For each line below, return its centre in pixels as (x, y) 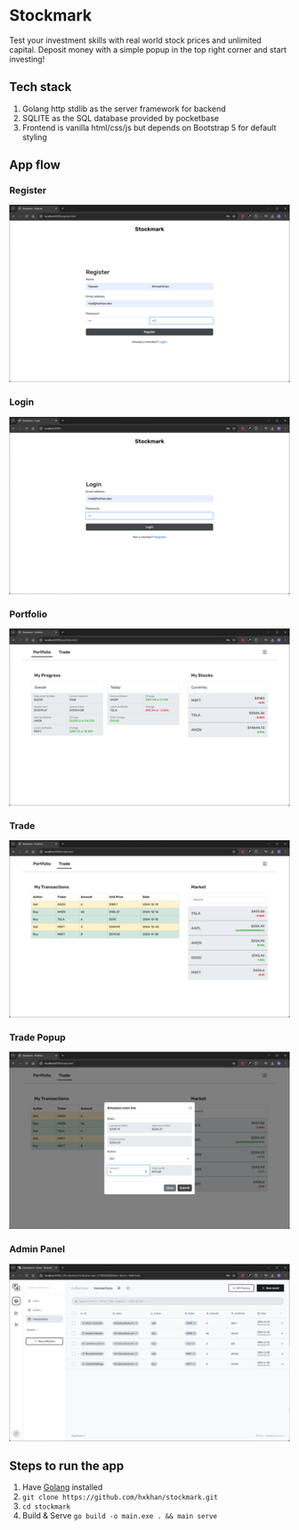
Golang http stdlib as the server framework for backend (124, 109)
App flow (35, 165)
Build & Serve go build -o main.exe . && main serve (120, 1516)
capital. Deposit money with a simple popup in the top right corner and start (148, 49)
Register (28, 191)
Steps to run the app (67, 1466)
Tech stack (40, 87)
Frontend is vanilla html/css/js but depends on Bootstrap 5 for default (149, 127)
